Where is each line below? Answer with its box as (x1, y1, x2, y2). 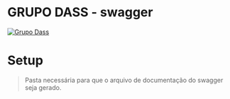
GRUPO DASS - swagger (7, 4, 153, 21)
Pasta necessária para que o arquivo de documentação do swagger (24, 76, 224, 84)
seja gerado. (24, 83, 62, 92)
